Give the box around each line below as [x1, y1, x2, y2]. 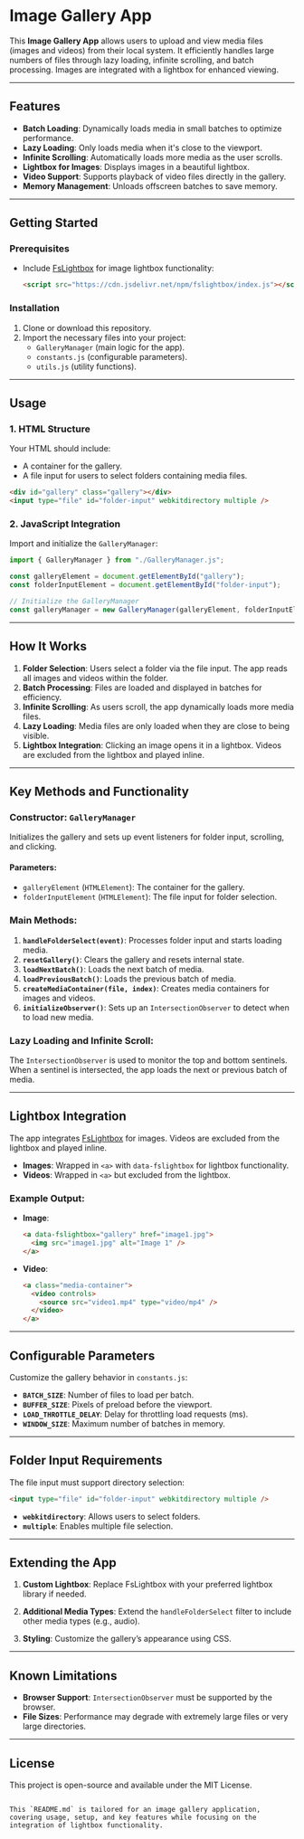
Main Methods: [9, 915, 78, 927]
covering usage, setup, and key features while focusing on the [9, 1813, 257, 1823]
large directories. [22, 1721, 87, 1732]
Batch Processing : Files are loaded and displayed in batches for [22, 682, 262, 693]
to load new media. [22, 1011, 94, 1022]
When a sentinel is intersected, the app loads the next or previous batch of [9, 1065, 288, 1076]
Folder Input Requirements [9, 1453, 163, 1468]
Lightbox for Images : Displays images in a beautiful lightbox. [22, 161, 251, 172]
